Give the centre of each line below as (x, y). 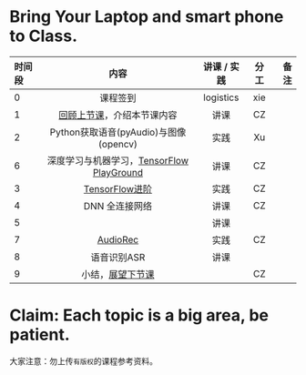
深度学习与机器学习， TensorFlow (118, 160)
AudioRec (118, 239)
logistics (221, 97)
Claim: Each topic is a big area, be (139, 315)
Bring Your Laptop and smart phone (147, 17)
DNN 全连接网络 (118, 206)
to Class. (44, 36)
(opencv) (118, 144)
